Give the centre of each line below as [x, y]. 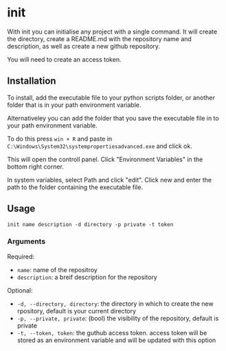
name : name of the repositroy [57, 269]
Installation [32, 81]
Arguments [26, 241]
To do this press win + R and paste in [60, 138]
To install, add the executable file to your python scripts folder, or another [111, 97]
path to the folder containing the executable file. [75, 187]
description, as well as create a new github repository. [83, 46]
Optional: [20, 290]
